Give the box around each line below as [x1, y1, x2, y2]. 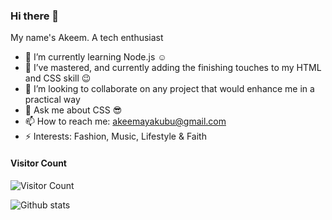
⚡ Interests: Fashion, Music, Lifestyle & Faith [24, 130, 207, 143]
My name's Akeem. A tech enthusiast [10, 32, 164, 44]
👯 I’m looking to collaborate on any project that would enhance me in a [24, 83, 315, 95]
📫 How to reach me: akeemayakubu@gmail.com [24, 115, 227, 128]
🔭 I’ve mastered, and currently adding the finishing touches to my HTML [24, 62, 322, 74]
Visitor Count [10, 157, 67, 169]
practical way [24, 94, 81, 106]
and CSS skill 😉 [24, 72, 92, 84]
